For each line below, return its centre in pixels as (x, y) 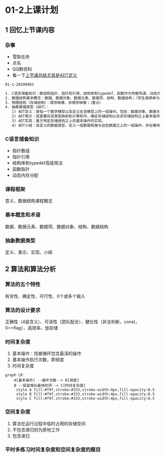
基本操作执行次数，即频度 (38, 359)
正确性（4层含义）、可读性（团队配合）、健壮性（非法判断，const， (72, 322)
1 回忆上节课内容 (30, 30)
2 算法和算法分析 (31, 269)
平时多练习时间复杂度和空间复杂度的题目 (53, 450)
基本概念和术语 (23, 215)
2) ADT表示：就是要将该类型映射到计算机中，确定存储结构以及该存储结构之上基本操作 (86, 116)
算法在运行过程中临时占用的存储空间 (49, 424)
